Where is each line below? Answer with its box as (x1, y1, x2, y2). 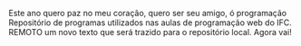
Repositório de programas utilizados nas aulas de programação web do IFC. (8, 17, 292, 28)
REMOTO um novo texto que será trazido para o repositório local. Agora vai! (8, 27, 292, 37)
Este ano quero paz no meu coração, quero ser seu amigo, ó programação (8, 8, 287, 18)
